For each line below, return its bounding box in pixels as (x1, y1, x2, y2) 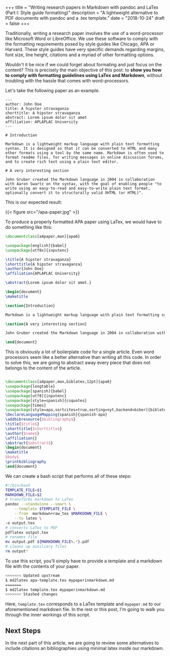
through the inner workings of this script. (5, 612, 91, 618)
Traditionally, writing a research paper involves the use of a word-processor (5, 30, 163, 36)
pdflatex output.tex (5, 530, 49, 535)
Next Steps (5, 626, 41, 635)
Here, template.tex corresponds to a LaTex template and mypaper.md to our (5, 601, 161, 607)
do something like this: (5, 224, 53, 230)
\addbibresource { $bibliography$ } (5, 417, 76, 422)
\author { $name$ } (5, 431, 39, 436)
